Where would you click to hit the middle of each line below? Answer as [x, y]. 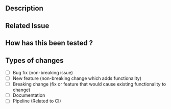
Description [24, 8]
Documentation [29, 95]
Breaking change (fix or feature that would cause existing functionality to [89, 84]
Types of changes [34, 60]
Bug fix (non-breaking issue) [43, 72]
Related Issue [27, 26]
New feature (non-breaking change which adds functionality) [77, 78]
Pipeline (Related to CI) [37, 101]
